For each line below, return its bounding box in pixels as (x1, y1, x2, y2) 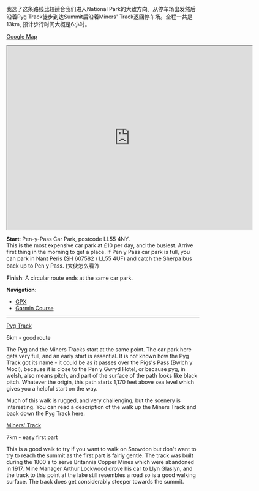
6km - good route (6, 334, 51, 341)
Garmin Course (15, 305, 54, 312)
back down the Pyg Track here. (6, 410, 86, 417)
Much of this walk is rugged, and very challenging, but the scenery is (6, 397, 181, 404)
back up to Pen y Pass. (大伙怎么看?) (6, 262, 99, 269)
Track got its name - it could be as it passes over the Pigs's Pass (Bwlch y (6, 359, 193, 366)
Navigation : (6, 287, 37, 293)
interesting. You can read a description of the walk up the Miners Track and (6, 403, 197, 410)
